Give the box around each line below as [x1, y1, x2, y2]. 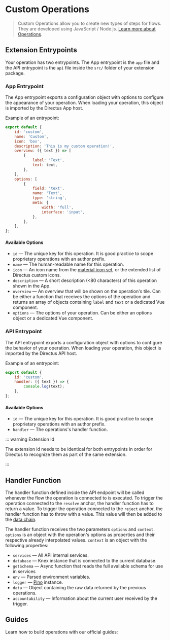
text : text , [32, 162, 58, 168]
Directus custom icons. [12, 272, 61, 278]
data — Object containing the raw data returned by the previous [12, 584, 146, 590]
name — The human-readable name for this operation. [12, 261, 124, 267]
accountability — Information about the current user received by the [12, 595, 157, 601]
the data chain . [5, 516, 37, 522]
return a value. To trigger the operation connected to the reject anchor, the [5, 506, 163, 512]
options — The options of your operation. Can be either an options [12, 310, 152, 316]
